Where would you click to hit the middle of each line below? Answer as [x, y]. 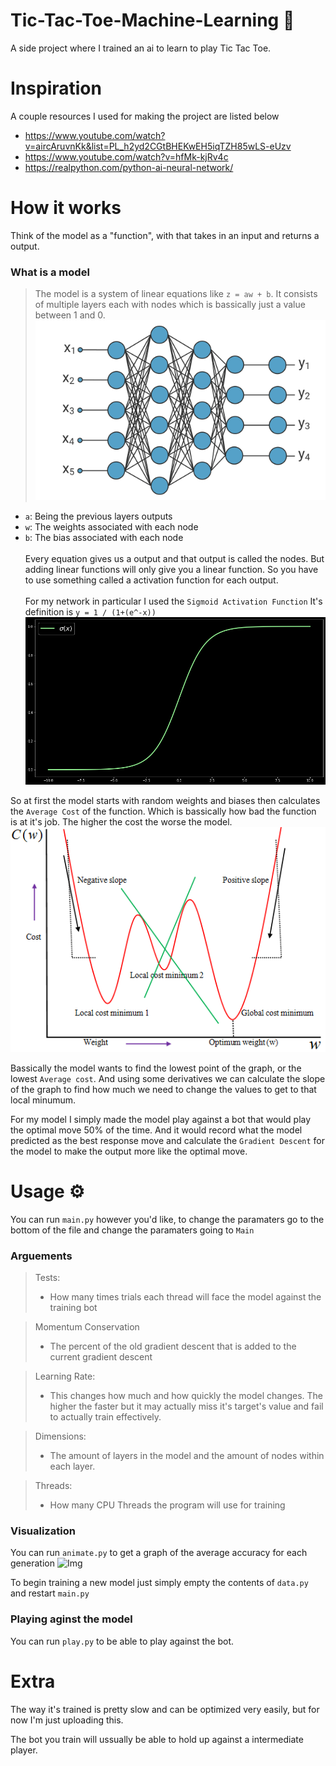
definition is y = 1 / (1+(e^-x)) [90, 611]
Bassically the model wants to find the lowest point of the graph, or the [156, 1068]
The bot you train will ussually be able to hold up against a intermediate [157, 1739]
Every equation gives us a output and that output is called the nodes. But [174, 558]
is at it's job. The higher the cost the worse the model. [121, 822]
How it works [66, 208]
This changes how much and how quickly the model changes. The [186, 1396]
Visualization [43, 1531]
